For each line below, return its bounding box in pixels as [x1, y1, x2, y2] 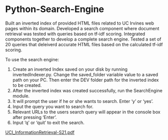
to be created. [12, 82, 42, 88]
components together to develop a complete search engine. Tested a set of [5, 36, 161, 42]
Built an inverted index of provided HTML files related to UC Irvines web [5, 20, 154, 26]
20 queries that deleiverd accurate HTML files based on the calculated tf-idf [5, 41, 163, 47]
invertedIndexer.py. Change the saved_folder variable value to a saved [12, 71, 158, 77]
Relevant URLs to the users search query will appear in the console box [12, 109, 161, 115]
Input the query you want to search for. [12, 103, 94, 109]
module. [12, 93, 30, 99]
